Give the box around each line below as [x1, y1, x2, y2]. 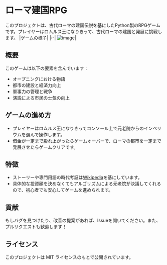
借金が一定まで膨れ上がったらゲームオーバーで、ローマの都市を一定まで [12, 138, 161, 144]
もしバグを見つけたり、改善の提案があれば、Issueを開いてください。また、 [5, 217, 161, 224]
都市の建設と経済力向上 [12, 82, 61, 88]
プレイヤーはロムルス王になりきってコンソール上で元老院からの [12, 125, 144, 131]
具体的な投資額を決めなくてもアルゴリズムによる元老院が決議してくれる [12, 181, 161, 187]
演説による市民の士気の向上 [12, 95, 70, 101]
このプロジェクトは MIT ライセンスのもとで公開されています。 [5, 254, 134, 260]
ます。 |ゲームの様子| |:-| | [5, 35, 77, 41]
